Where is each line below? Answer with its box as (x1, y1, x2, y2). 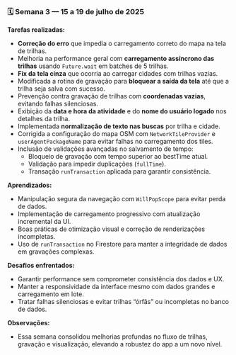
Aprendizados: (7, 181, 52, 190)
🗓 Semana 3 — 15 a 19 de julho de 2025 (7, 6, 145, 16)
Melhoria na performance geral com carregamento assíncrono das (17, 55, 215, 63)
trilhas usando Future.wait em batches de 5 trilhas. (17, 62, 169, 70)
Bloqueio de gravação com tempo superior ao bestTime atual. (28, 152, 208, 161)
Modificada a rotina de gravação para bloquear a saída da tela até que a (17, 77, 230, 86)
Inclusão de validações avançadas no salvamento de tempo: (17, 145, 194, 153)
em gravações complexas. (17, 247, 95, 256)
